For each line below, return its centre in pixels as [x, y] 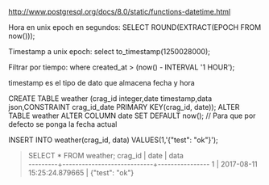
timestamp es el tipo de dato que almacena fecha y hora [101, 83]
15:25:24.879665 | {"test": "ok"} [81, 172]
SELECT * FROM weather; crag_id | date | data [106, 156]
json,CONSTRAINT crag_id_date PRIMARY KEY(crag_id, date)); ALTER [124, 107]
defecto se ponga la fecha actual [63, 124]
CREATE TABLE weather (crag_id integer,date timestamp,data [110, 99]
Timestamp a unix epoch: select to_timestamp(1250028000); [110, 51]
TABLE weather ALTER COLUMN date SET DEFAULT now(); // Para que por [132, 116]
